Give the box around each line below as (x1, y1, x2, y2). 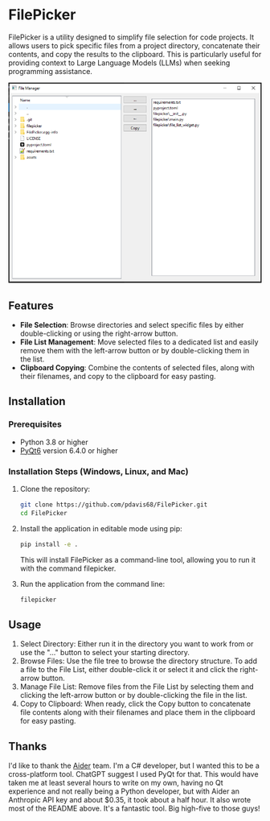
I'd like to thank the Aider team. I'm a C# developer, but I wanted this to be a (8, 761, 260, 770)
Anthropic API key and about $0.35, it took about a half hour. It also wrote (8, 795, 252, 805)
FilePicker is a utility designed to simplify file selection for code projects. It (8, 32, 255, 42)
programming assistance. (8, 66, 92, 76)
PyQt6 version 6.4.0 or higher (19, 445, 118, 456)
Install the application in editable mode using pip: (19, 523, 182, 533)
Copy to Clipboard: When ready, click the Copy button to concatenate (19, 699, 252, 709)
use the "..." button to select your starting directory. (19, 648, 190, 658)
